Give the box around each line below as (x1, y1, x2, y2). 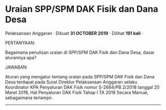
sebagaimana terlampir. (5, 95, 53, 101)
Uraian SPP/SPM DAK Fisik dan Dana (5, 3, 159, 15)
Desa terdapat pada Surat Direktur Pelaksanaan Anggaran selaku (5, 79, 137, 85)
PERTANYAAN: (5, 39, 36, 45)
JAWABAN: (5, 64, 28, 70)
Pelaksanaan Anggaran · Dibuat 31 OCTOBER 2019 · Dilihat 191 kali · (5, 30, 143, 36)
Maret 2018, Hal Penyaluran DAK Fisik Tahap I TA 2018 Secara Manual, (5, 89, 149, 95)
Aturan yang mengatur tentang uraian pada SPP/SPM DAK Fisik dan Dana (5, 73, 155, 79)
